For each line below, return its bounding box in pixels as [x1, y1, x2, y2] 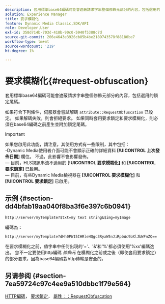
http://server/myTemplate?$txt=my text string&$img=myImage [5, 215, 131, 220]
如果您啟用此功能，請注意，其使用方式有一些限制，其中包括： [5, 141, 130, 148]
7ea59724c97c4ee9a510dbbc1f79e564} [5, 279, 131, 288]
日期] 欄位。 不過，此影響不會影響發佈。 [9, 153, 91, 160]
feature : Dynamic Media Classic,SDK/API [5, 21, 89, 26]
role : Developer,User [5, 26, 50, 30]
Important [5, 131, 25, 137]
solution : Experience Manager [5, 12, 67, 17]
